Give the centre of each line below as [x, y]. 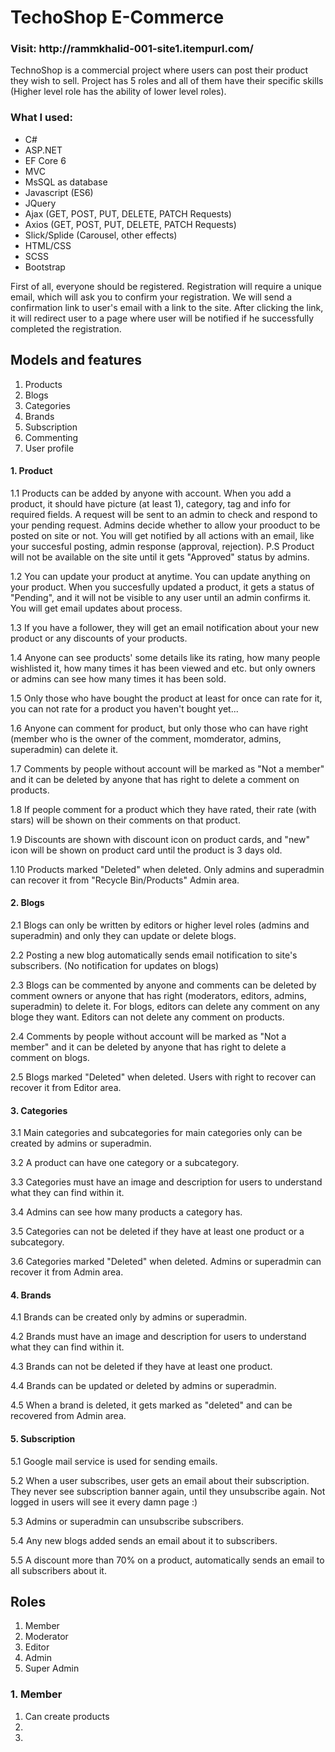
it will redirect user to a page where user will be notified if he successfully [162, 318]
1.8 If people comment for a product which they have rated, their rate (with [163, 809]
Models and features [76, 360]
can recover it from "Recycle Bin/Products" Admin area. [125, 880]
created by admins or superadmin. [81, 1143]
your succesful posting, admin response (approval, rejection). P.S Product [162, 546]
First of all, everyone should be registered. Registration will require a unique [166, 286]
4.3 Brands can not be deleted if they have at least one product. [141, 1367]
